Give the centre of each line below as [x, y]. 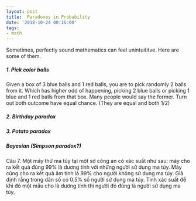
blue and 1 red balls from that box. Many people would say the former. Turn [97, 97]
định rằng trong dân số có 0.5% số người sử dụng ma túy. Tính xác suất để [96, 179]
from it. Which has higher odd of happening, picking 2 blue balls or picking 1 [98, 91]
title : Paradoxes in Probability [48, 17]
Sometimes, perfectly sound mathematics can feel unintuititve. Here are [93, 50]
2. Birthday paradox [31, 116]
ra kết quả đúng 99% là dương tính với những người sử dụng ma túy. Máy [94, 167]
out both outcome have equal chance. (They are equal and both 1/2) [88, 103]
